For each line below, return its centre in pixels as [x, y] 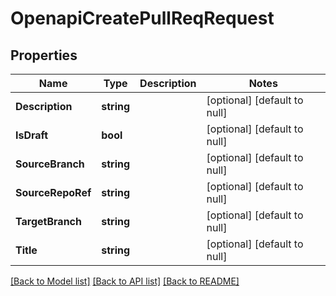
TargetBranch [48, 221]
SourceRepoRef [53, 192]
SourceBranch [50, 164]
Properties [44, 55]
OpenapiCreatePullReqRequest [142, 18]
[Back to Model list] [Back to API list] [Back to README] [125, 281]
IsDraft [32, 135]
